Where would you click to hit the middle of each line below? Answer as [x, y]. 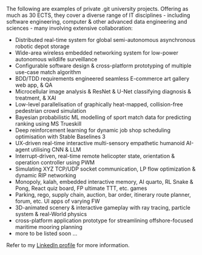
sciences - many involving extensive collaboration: [69, 28]
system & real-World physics [51, 214]
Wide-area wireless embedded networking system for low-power [97, 53]
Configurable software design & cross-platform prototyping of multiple [103, 66]
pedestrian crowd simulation [51, 111]
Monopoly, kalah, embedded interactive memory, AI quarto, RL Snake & [104, 182]
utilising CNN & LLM [56, 149]
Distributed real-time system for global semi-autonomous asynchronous [105, 40]
